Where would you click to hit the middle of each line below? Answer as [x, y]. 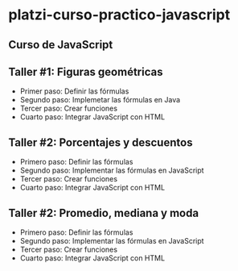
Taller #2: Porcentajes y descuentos [101, 142]
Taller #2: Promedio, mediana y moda [104, 213]
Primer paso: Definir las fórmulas [74, 91]
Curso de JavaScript [61, 45]
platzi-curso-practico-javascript [119, 15]
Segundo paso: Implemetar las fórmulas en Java [100, 100]
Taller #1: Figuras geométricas [86, 71]
